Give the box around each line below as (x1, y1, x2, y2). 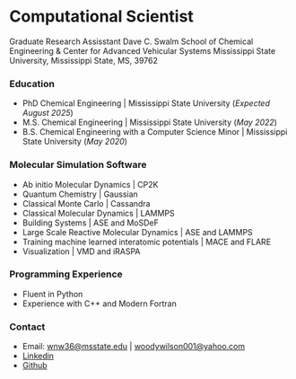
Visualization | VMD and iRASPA (22, 245, 141, 257)
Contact (9, 321, 46, 333)
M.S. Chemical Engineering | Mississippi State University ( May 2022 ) (22, 117, 278, 128)
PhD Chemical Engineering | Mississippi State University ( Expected (22, 98, 271, 109)
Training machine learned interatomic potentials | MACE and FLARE (22, 236, 272, 247)
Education (9, 77, 56, 90)
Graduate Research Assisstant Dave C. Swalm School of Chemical (9, 36, 254, 47)
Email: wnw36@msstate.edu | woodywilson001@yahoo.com (22, 341, 245, 352)
